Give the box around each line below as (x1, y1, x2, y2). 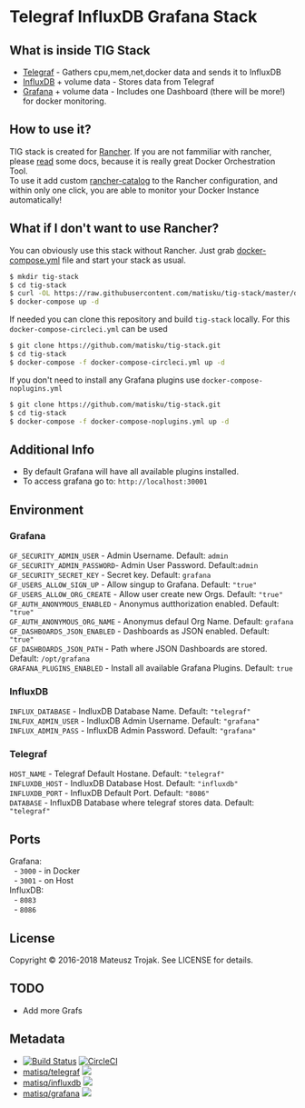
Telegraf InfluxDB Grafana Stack (9, 6, 258, 27)
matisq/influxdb (22, 1077, 82, 1088)
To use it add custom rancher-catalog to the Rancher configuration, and (9, 175, 279, 185)
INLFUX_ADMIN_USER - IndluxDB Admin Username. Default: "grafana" (9, 715, 261, 726)
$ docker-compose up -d (9, 297, 100, 306)
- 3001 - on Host (13, 875, 74, 886)
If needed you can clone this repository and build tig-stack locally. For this (9, 314, 290, 324)
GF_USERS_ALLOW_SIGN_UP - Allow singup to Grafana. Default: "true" (9, 579, 257, 590)
